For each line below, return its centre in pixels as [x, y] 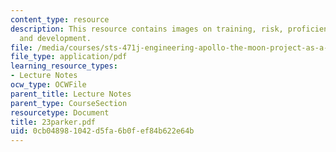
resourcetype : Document [60, 112]
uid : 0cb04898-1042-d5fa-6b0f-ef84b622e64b [102, 131]
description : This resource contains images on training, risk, [147, 29]
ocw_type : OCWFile [48, 85]
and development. [55, 38]
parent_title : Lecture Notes [71, 94]
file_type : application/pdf [69, 57]
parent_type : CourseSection [69, 103]
